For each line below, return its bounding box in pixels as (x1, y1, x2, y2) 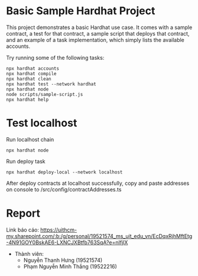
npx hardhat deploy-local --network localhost (6, 169, 123, 175)
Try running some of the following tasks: (6, 54, 105, 61)
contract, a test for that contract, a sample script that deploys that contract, (6, 30, 190, 37)
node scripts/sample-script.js (6, 91, 83, 97)
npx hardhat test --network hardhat (6, 81, 96, 87)
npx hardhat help (6, 97, 49, 102)
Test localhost (6, 117, 77, 130)
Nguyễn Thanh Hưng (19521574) (23, 256, 103, 264)
